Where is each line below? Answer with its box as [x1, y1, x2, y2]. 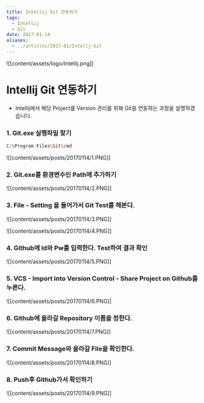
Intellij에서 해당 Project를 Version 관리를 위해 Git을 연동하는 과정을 [15, 104, 175, 112]
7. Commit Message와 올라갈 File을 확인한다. [6, 344, 135, 353]
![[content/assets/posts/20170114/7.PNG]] [6, 328, 111, 336]
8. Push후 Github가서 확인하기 [6, 375, 93, 383]
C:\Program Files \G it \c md [6, 143, 72, 150]
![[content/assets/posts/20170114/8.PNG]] [6, 358, 111, 366]
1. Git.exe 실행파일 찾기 [6, 129, 72, 137]
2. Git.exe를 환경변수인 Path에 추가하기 [6, 170, 117, 179]
